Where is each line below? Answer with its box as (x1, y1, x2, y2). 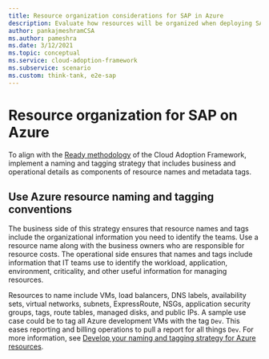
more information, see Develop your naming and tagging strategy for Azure (8, 333, 256, 343)
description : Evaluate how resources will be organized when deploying (8, 19, 252, 27)
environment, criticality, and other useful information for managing (8, 267, 227, 276)
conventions (8, 202, 72, 216)
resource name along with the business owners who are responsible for (8, 241, 245, 251)
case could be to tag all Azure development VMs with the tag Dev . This (8, 316, 240, 326)
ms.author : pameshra (8, 34, 78, 43)
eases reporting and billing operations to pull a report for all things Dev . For (8, 324, 254, 334)
